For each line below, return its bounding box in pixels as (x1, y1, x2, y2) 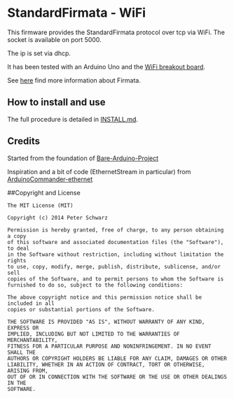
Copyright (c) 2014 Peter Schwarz (7, 214, 109, 221)
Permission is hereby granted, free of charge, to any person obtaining (7, 226, 224, 234)
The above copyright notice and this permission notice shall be (7, 294, 202, 301)
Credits (7, 135, 41, 148)
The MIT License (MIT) (7, 201, 74, 209)
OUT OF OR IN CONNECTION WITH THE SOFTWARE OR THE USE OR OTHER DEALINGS (7, 373, 228, 381)
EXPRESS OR (7, 324, 39, 332)
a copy (7, 232, 27, 239)
